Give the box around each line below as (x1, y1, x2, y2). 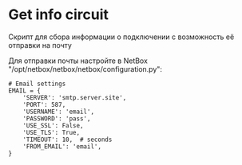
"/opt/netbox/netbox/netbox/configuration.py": (8, 64, 162, 73)
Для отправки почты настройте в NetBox (8, 56, 148, 65)
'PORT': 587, (22, 100, 66, 108)
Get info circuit (8, 6, 109, 24)
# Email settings (8, 80, 66, 88)
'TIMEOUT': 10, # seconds (22, 136, 113, 143)
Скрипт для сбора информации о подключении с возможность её (8, 32, 235, 41)
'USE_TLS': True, (22, 128, 81, 136)
